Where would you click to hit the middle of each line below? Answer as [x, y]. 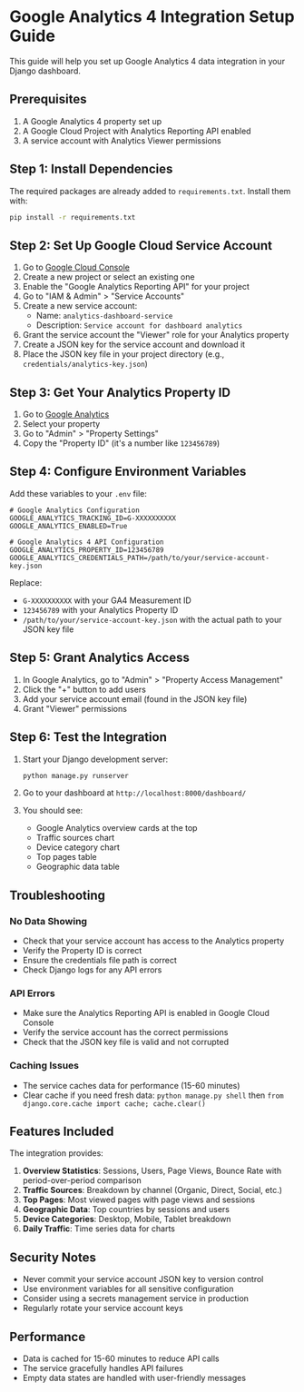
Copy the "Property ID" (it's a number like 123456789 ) [121, 443]
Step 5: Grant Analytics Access [100, 658]
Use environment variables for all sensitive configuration [128, 1289]
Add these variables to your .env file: [78, 493]
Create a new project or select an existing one [108, 277]
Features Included [62, 1132]
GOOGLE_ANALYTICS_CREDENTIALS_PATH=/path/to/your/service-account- [140, 558]
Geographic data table [78, 867]
